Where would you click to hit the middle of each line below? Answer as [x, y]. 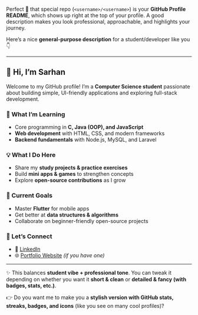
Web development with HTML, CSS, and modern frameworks [90, 133]
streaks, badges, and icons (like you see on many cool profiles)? [85, 306]
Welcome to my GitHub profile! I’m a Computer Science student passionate [98, 86]
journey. [16, 28]
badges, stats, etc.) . [31, 286]
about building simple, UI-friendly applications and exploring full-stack [92, 93]
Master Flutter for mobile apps [52, 208]
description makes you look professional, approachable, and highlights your [98, 22]
